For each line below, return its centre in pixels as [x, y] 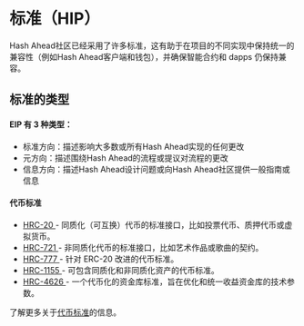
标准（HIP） [55, 19]
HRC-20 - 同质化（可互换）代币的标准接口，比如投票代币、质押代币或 [153, 224]
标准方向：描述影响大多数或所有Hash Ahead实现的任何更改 [133, 146]
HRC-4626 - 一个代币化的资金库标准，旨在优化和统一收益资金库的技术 [155, 282]
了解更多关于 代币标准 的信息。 [65, 312]
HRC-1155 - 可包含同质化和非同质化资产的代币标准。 [121, 270]
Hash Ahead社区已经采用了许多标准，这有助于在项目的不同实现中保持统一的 [152, 45]
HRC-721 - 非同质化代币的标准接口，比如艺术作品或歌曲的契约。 [143, 247]
